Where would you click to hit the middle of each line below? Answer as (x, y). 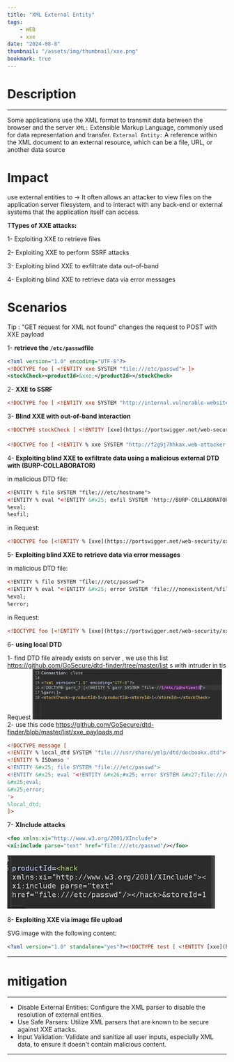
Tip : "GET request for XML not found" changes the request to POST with (112, 327)
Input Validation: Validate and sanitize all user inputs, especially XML (115, 1037)
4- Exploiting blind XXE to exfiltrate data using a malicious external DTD (113, 458)
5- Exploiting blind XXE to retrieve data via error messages (94, 555)
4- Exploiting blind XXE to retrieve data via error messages (91, 279)
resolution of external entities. (60, 1015)
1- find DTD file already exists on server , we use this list (88, 658)
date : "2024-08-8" (34, 44)
